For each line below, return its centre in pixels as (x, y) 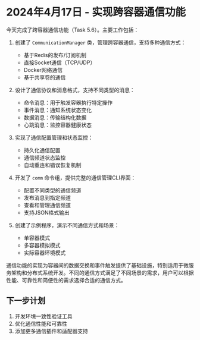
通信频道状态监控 (45, 158)
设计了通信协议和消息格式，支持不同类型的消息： (75, 90)
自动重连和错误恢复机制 (52, 165)
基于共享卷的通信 (45, 77)
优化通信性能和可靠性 (41, 323)
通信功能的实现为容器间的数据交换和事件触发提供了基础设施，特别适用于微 (97, 265)
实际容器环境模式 (45, 253)
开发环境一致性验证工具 (43, 316)
